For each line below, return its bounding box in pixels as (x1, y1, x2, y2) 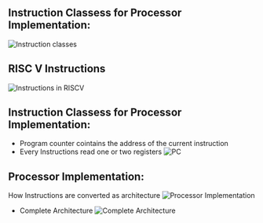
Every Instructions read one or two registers (19, 147, 163, 156)
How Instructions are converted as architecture (8, 191, 161, 200)
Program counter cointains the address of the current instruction (19, 139, 229, 148)
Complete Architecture (19, 206, 93, 215)
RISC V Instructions (8, 62, 106, 75)
